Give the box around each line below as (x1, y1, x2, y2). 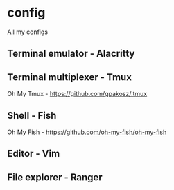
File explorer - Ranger (7, 171, 103, 183)
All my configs (7, 28, 49, 36)
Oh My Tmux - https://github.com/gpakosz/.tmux (7, 90, 148, 98)
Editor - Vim (7, 148, 60, 160)
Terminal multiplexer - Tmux (7, 71, 132, 83)
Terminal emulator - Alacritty (7, 48, 135, 59)
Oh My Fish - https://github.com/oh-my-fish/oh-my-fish (7, 128, 167, 136)
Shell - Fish (7, 109, 57, 122)
